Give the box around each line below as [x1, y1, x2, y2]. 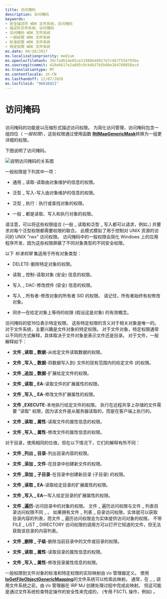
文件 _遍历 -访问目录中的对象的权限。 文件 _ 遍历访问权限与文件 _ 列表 [12, 503, 154, 509]
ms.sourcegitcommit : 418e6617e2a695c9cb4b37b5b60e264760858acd [5, 63, 139, 67]
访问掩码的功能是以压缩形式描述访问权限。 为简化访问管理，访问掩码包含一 [5, 125, 159, 131]
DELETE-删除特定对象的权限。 [12, 261, 75, 267]
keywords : [5, 16, 26, 21]
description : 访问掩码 [5, 12, 49, 17]
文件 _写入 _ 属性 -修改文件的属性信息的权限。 [12, 429, 105, 435]
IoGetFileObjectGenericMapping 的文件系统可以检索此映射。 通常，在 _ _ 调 [5, 576, 161, 582]
